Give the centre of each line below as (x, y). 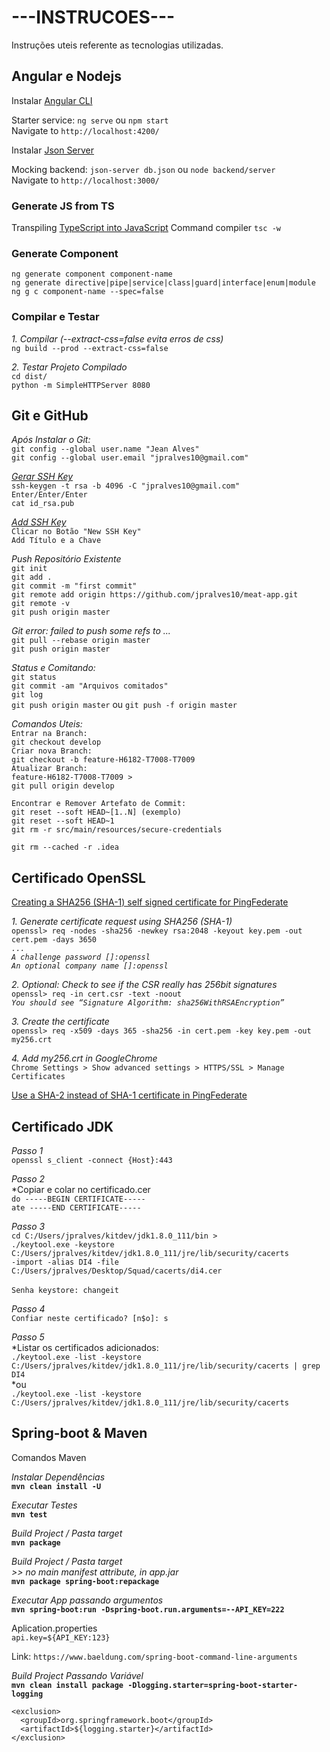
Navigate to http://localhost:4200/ (85, 130)
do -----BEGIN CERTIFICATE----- (78, 1199)
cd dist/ (29, 376)
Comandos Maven (49, 1457)
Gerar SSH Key (42, 477)
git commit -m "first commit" (74, 586)
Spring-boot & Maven (79, 1433)
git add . (32, 577)
